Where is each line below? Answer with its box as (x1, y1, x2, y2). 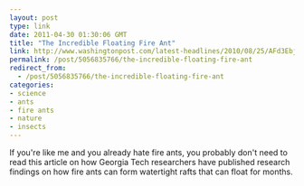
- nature (9, 114, 43, 123)
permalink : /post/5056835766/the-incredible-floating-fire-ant (9, 55, 253, 64)
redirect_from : (9, 64, 67, 73)
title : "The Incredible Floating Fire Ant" (9, 38, 176, 48)
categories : (9, 80, 54, 89)
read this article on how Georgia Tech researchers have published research (9, 157, 290, 167)
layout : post (9, 13, 59, 23)
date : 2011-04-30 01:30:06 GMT (9, 30, 128, 39)
